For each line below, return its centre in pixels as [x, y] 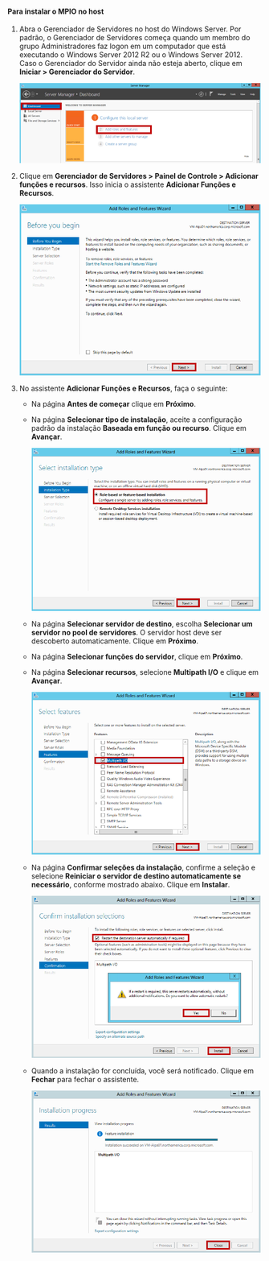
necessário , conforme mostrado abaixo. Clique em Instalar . [130, 884]
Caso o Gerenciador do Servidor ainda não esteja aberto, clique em [130, 64]
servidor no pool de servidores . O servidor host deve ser [126, 633]
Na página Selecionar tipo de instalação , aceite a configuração [137, 420]
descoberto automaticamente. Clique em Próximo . [114, 641]
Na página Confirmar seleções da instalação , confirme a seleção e [143, 867]
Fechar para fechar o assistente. [85, 1080]
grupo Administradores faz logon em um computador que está [122, 46]
